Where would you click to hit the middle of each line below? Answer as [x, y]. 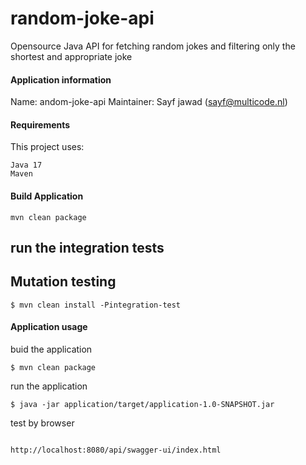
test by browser [42, 423]
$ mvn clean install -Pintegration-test [96, 305]
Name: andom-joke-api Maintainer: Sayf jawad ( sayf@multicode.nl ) [149, 102]
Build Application [47, 196]
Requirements [40, 124]
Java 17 [26, 165]
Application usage [49, 327]
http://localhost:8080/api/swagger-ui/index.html [116, 450]
